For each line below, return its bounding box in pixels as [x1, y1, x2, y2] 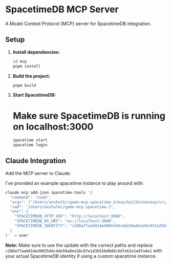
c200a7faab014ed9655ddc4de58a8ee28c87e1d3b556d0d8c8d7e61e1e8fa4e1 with [5, 247, 162, 254]
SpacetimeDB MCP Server [5, 4, 119, 15]
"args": [10, 200, 27, 205]
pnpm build [12, 83, 36, 88]
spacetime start [12, 138, 48, 143]
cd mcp [12, 59, 27, 64]
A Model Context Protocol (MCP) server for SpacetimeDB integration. [5, 20, 152, 27]
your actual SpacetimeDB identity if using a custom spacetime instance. [5, 253, 157, 259]
